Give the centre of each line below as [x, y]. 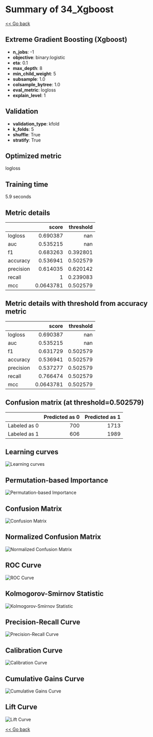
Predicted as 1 [103, 417]
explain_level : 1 [29, 95]
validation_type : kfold [36, 124]
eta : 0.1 [20, 63]
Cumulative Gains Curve [45, 679]
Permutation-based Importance [57, 480]
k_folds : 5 [23, 129]
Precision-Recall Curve [43, 622]
